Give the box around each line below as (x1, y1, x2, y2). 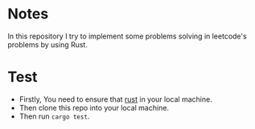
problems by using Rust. (7, 39, 88, 49)
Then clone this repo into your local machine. (19, 103, 170, 112)
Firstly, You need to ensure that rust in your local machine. (19, 94, 212, 104)
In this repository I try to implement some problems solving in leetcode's (7, 31, 247, 41)
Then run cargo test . (19, 111, 90, 121)
